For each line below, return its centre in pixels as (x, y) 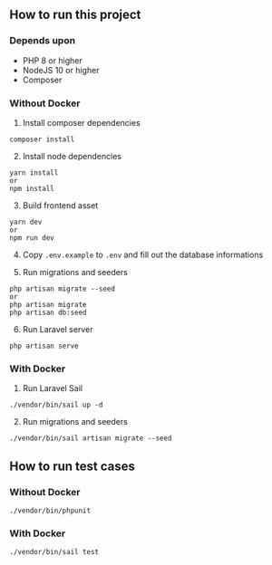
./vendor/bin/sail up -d (56, 405)
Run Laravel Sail (53, 388)
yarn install (34, 172)
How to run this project (75, 15)
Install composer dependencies (81, 122)
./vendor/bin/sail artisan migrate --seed (91, 438)
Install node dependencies (72, 156)
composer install (42, 139)
